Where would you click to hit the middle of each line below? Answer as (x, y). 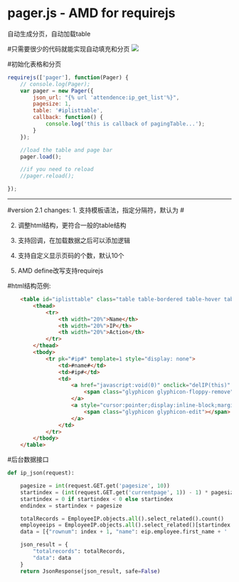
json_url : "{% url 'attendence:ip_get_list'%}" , (106, 98)
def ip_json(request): (41, 473)
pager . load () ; (41, 157)
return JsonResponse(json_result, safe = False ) (90, 571)
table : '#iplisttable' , (68, 111)
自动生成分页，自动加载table (49, 33)
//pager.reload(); (47, 176)
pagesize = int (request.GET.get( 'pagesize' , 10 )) (95, 486)
